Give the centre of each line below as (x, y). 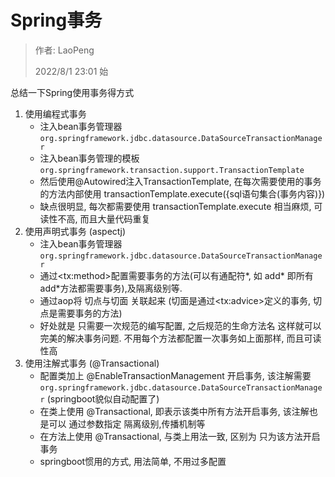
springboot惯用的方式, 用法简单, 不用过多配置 (133, 461)
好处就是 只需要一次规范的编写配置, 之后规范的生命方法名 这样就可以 (180, 325)
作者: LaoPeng (64, 50)
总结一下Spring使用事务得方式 (72, 92)
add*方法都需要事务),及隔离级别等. (111, 288)
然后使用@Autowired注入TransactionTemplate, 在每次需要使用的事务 (180, 181)
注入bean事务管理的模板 (89, 158)
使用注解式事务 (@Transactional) (92, 363)
